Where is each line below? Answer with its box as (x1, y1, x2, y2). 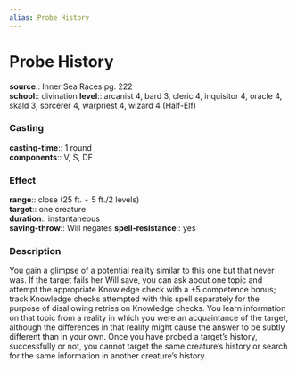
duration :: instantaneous (9, 213, 101, 224)
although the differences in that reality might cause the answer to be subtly (9, 322, 285, 333)
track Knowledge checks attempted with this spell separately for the (9, 293, 260, 304)
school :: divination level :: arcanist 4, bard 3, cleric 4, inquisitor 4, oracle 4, (9, 90, 283, 101)
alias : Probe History (9, 12, 90, 22)
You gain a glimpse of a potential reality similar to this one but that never (9, 265, 275, 276)
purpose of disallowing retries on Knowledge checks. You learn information (9, 303, 286, 314)
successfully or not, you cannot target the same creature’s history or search (9, 341, 288, 352)
